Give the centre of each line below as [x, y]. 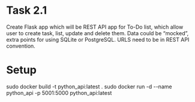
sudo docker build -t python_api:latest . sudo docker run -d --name [89, 86]
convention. [21, 46]
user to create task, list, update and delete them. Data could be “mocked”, [97, 33]
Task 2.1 [26, 10]
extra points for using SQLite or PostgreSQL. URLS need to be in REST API [98, 39]
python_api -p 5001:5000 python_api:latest [59, 92]
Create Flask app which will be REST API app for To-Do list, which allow [95, 27]
